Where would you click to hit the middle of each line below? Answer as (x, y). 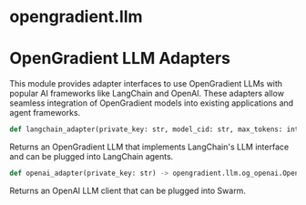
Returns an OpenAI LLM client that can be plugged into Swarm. (127, 190)
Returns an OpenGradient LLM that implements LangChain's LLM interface (149, 147)
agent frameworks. (45, 113)
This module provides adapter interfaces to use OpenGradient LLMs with (146, 84)
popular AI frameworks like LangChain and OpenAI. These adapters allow (147, 94)
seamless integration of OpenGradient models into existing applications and (152, 103)
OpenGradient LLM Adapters (120, 59)
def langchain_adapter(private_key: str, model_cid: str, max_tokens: (146, 129)
